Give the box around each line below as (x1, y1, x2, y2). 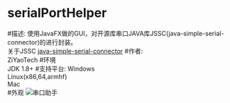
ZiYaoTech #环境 (7, 55, 57, 64)
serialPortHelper (7, 5, 107, 21)
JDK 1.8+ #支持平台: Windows (7, 64, 95, 73)
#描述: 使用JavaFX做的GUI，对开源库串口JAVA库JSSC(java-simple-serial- (7, 29, 224, 37)
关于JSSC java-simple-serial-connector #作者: (7, 47, 143, 55)
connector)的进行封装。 (7, 37, 77, 47)
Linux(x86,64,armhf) (7, 72, 67, 80)
